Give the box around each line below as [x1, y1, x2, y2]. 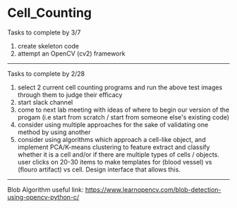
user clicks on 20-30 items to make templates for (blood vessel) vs [17, 157, 213, 166]
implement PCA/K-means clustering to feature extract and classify [17, 143, 210, 151]
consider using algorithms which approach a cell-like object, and [17, 135, 206, 143]
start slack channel [17, 98, 73, 106]
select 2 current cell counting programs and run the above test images [17, 83, 223, 91]
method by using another [17, 128, 91, 136]
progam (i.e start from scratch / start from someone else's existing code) [17, 112, 230, 121]
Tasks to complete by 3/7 [7, 28, 81, 37]
